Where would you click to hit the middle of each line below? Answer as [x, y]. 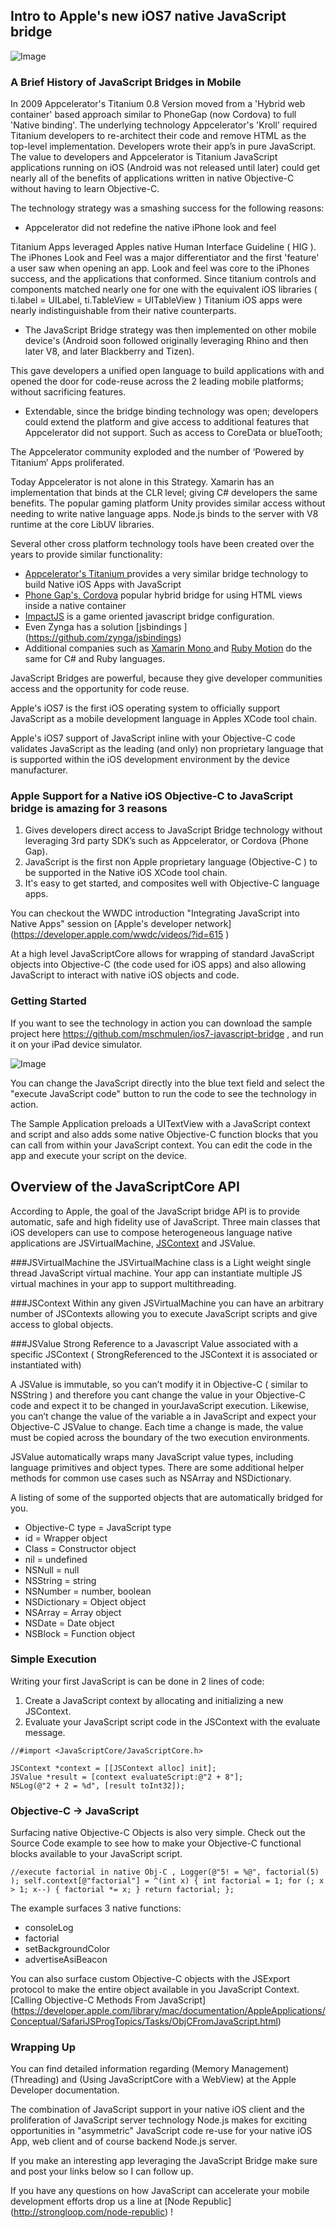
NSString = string [60, 1580]
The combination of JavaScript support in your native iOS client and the [157, 2110]
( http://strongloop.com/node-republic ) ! [92, 2212]
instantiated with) [46, 1365]
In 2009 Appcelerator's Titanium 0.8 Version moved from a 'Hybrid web [158, 104]
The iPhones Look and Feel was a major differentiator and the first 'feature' [165, 258]
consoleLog [49, 1928]
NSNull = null [52, 1570]
